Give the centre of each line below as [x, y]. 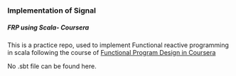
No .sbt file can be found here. [52, 66]
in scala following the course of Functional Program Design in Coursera [112, 52]
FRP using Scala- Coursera [48, 27]
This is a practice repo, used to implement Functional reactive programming [118, 45]
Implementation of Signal [52, 11]
